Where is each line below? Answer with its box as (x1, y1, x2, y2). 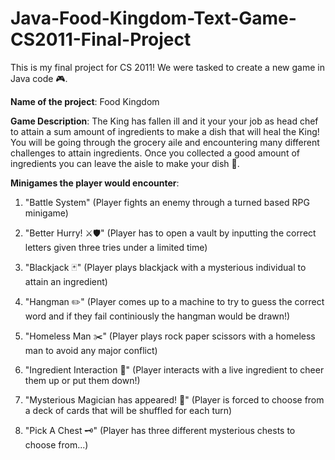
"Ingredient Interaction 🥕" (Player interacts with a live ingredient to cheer (24, 363, 325, 376)
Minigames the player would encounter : (10, 177, 180, 189)
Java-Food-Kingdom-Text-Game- (10, 7, 297, 30)
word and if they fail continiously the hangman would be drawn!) (24, 310, 291, 322)
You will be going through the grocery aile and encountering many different (10, 136, 320, 148)
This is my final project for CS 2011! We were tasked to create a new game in (10, 61, 325, 73)
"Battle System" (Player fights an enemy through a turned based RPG (24, 196, 310, 208)
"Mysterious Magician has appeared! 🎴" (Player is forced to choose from (24, 393, 325, 406)
